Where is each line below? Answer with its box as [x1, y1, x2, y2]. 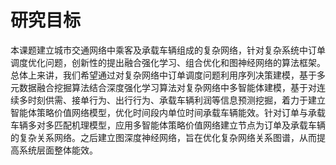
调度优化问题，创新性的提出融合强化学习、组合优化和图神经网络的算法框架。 [10, 56, 326, 68]
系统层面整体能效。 [18, 144, 98, 156]
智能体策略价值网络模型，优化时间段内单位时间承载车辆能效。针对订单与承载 [10, 106, 326, 118]
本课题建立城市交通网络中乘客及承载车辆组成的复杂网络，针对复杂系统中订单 [10, 44, 326, 56]
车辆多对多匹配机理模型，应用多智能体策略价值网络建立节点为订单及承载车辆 [10, 119, 326, 131]
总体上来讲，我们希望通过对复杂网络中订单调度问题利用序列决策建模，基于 [10, 69, 317, 81]
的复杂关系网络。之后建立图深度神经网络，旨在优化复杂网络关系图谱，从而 [10, 131, 317, 143]
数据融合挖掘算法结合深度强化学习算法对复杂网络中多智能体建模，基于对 [18, 81, 317, 93]
